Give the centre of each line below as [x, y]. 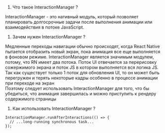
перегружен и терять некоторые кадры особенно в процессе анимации [82, 78]
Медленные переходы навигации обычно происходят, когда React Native [82, 46]
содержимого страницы [31, 99]
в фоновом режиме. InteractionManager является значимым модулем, [80, 57]
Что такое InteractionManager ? [45, 7]
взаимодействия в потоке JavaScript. [45, 27]
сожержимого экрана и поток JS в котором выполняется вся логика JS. [82, 67]
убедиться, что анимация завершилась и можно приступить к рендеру [81, 94]
